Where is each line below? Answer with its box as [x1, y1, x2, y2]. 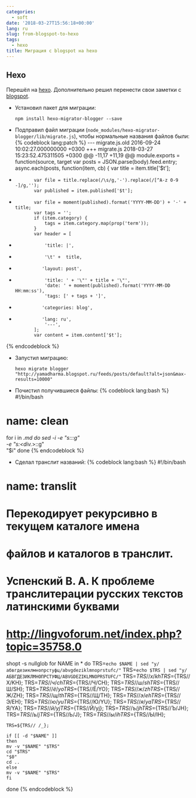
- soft [11, 14, 28, 20]
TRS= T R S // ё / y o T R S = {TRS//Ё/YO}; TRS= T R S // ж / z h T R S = [25, 685, 164, 693]
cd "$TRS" [6, 749, 31, 755]
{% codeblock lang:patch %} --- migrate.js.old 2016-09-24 [14, 139, 161, 146]
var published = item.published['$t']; [33, 187, 133, 194]
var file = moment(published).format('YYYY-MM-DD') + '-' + [33, 199, 186, 205]
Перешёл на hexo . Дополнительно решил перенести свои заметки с [6, 86, 182, 93]
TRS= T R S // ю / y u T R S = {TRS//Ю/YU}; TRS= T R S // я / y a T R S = [23, 698, 165, 706]
